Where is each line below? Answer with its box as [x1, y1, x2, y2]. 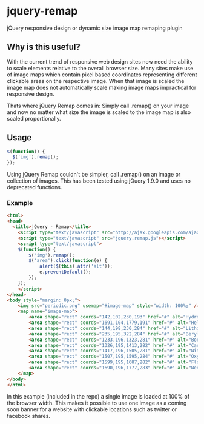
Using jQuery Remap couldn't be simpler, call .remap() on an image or [7, 171, 181, 178]
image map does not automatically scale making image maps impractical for [7, 84, 197, 91]
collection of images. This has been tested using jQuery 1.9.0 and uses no [7, 177, 191, 184]
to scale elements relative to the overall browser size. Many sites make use [7, 64, 194, 72]
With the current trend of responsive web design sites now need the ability [7, 58, 193, 65]
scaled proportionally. [7, 115, 61, 122]
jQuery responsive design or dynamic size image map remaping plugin [7, 24, 183, 32]
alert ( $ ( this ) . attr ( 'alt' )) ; [39, 263, 113, 269]
